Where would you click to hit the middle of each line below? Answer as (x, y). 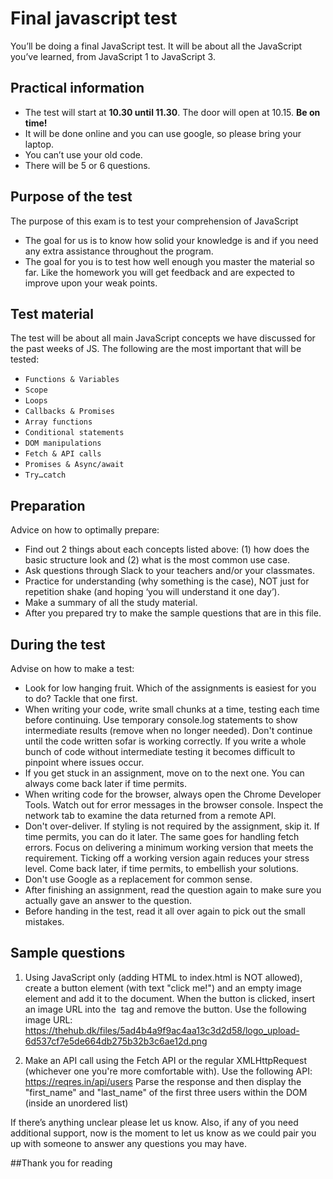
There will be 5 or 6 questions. (87, 165)
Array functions (58, 422)
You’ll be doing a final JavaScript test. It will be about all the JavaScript (156, 46)
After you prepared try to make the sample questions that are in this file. (173, 613)
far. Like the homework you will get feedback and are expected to (159, 272)
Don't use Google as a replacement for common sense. (138, 879)
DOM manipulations (63, 443)
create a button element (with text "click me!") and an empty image (163, 988)
